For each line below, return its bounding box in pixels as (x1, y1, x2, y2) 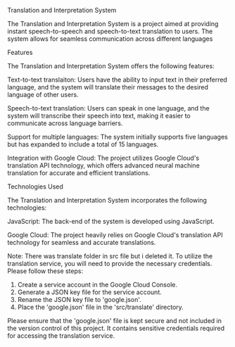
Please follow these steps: (7, 267, 83, 275)
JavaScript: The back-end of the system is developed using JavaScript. (7, 217, 215, 225)
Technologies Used (7, 182, 63, 191)
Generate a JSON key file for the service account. (17, 288, 162, 296)
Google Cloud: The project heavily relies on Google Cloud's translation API (7, 231, 223, 239)
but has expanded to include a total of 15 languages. (7, 140, 159, 149)
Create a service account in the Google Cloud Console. (17, 281, 178, 289)
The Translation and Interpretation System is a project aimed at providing (7, 20, 219, 27)
